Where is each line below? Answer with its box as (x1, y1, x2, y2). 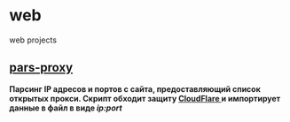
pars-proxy (9, 60, 74, 75)
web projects (9, 34, 58, 45)
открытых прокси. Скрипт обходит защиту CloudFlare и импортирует (9, 93, 281, 103)
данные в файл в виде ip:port (9, 103, 122, 113)
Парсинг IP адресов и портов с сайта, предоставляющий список (9, 83, 262, 94)
